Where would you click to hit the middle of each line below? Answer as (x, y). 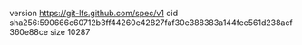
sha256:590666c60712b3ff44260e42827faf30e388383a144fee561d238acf (151, 22)
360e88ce (29, 32)
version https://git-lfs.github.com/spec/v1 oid (94, 13)
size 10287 (70, 32)
